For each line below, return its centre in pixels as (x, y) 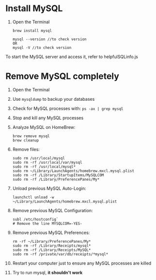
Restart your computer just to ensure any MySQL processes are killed (82, 263)
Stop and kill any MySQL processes (48, 118)
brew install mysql (32, 31)
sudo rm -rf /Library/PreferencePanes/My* (56, 179)
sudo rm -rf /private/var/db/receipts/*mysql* (60, 254)
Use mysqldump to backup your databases (54, 99)
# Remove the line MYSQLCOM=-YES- (47, 223)
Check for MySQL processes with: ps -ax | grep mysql (68, 108)
